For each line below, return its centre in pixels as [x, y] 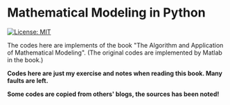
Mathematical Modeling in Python [106, 13]
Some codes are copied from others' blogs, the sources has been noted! [113, 94]
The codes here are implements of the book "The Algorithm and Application [115, 45]
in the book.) [25, 59]
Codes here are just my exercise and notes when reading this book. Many [115, 73]
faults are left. [28, 80]
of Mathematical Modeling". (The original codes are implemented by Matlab [115, 52]
